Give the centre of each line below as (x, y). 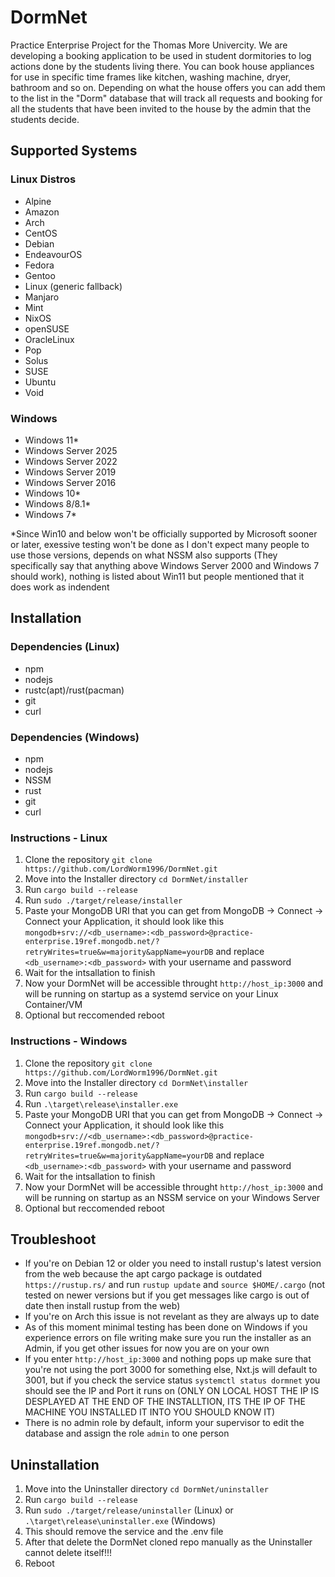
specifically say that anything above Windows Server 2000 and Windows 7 (165, 565)
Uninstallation (55, 1464)
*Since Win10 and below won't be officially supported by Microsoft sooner (164, 533)
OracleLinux (49, 339)
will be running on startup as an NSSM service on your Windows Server (172, 1197)
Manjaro (42, 297)
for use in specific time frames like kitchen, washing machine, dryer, (151, 77)
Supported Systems (74, 151)
